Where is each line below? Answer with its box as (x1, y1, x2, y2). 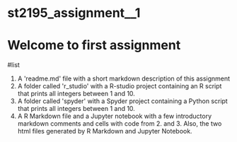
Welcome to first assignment (7, 37, 181, 54)
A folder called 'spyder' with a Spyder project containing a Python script (17, 97, 228, 105)
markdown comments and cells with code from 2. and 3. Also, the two (17, 119, 222, 128)
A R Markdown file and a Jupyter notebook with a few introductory (17, 112, 212, 121)
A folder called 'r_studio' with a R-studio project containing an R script (17, 82, 222, 90)
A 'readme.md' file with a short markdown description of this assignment (17, 74, 231, 83)
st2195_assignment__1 (7, 5, 141, 21)
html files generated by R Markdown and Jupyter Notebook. (17, 127, 192, 136)
